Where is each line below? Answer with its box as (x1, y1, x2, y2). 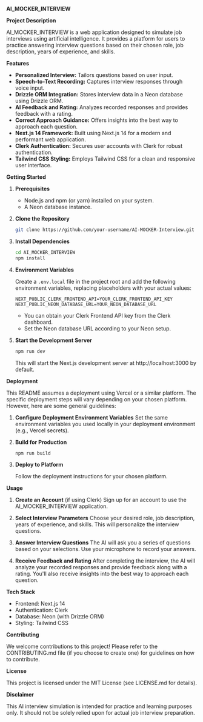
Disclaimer (6, 691, 35, 698)
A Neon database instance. (24, 203, 92, 210)
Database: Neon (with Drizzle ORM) (15, 613, 104, 620)
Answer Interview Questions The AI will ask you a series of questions (15, 539, 191, 546)
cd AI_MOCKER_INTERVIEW (15, 249, 76, 255)
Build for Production (15, 438, 67, 446)
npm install (15, 255, 45, 261)
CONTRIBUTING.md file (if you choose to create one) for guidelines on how (6, 649, 195, 657)
